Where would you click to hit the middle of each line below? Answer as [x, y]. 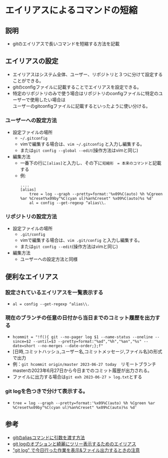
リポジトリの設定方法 [31, 217]
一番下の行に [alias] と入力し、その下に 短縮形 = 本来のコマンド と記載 [91, 163]
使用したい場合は [48, 100]
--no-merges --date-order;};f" [70, 346]
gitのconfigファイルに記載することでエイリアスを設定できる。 [77, 87]
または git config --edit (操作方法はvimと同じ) [69, 246]
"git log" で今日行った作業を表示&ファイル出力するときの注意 [76, 450]
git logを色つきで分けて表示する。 [47, 391]
